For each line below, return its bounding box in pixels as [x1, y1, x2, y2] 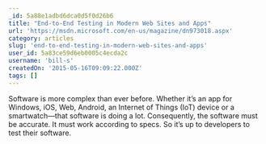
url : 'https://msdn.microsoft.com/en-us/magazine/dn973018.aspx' [8, 27, 233, 35]
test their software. [8, 128, 71, 138]
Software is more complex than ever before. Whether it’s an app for [8, 93, 233, 103]
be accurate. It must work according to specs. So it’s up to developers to [8, 119, 251, 129]
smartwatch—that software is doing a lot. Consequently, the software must [8, 110, 258, 121]
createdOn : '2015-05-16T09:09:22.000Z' [8, 64, 143, 72]
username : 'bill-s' [8, 57, 74, 65]
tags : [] [8, 72, 38, 80]
